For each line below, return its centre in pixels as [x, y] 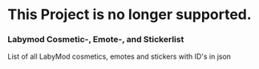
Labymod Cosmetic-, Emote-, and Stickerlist [96, 40]
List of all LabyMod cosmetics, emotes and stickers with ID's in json [119, 56]
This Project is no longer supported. [129, 15]
